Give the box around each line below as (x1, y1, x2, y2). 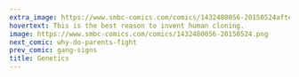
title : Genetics (9, 54, 69, 63)
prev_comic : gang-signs (9, 46, 98, 55)
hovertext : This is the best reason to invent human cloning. (9, 21, 245, 30)
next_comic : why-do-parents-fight (9, 37, 138, 47)
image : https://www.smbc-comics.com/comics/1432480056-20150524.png (9, 29, 269, 38)
